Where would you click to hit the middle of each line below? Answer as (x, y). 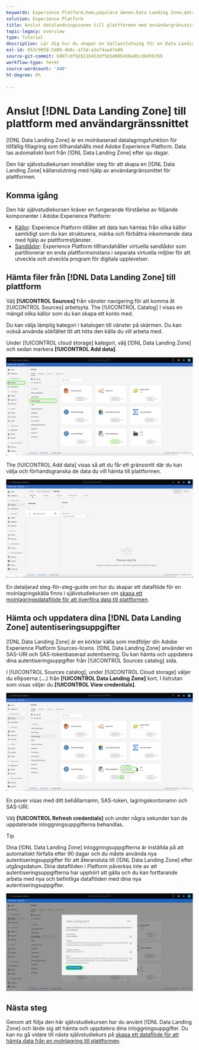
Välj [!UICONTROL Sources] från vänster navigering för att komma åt (90, 301)
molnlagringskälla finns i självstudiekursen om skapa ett (74, 593)
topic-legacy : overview (36, 31)
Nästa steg (27, 1008)
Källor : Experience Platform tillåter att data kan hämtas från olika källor (100, 227)
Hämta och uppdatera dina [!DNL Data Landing (94, 618)
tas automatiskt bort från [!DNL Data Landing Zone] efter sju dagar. (88, 153)
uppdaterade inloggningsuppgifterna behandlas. (65, 824)
